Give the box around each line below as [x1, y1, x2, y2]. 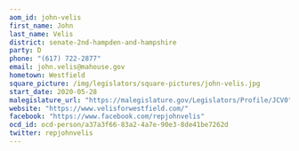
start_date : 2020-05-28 [9, 87, 98, 96]
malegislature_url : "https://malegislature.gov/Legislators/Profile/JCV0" [9, 95, 293, 105]
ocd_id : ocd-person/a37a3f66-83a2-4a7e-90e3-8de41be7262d [9, 121, 229, 130]
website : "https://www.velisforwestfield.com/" [9, 104, 190, 113]
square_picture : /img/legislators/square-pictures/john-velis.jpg [9, 79, 261, 88]
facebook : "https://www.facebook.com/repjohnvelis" [9, 112, 205, 121]
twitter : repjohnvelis [9, 129, 93, 138]
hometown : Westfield [9, 71, 86, 80]
